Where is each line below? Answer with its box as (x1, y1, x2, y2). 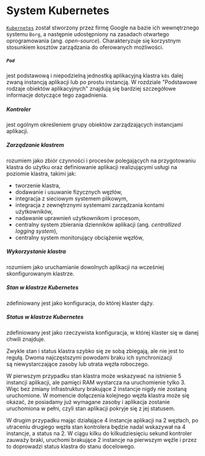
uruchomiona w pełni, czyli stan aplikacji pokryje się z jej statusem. (6, 405, 176, 412)
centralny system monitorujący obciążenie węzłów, (15, 234, 144, 241)
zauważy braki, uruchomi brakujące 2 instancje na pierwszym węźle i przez (6, 436, 197, 443)
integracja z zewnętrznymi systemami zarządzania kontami (15, 201, 165, 208)
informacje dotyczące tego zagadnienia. (6, 91, 108, 99)
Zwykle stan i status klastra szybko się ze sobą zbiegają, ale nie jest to (6, 347, 184, 354)
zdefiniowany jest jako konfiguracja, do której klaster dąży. (6, 299, 154, 306)
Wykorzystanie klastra (6, 248, 66, 255)
